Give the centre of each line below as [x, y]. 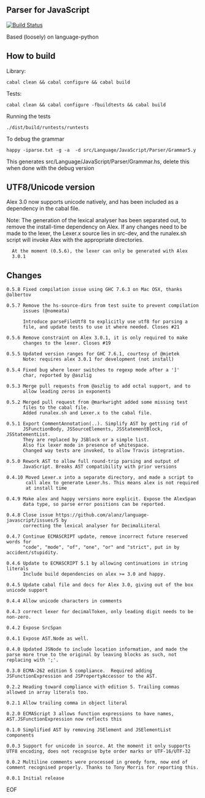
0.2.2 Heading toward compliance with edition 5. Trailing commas [93, 687]
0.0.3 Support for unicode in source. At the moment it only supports [99, 746]
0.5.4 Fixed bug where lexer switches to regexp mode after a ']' [93, 370]
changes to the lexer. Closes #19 [67, 343]
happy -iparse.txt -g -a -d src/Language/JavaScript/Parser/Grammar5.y [101, 150]
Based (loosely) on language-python [53, 37]
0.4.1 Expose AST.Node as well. [48, 639]
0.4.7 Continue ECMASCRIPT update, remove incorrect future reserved [97, 537]
